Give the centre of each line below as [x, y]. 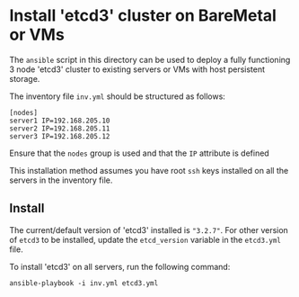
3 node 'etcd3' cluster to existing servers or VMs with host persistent [137, 69]
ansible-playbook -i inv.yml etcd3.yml [84, 283]
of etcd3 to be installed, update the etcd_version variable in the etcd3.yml [145, 239]
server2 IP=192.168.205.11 [60, 128]
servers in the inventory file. [61, 180]
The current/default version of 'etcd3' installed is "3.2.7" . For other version [149, 229]
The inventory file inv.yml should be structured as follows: [118, 96]
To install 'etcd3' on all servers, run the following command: [120, 266]
